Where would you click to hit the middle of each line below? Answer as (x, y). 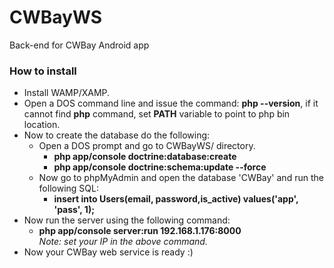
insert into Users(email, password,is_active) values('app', (176, 199)
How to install (43, 71)
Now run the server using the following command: (127, 220)
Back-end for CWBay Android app (79, 45)
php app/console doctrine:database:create (145, 157)
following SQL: (68, 188)
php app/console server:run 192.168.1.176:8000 (140, 231)
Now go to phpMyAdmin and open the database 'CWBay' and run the (181, 178)
